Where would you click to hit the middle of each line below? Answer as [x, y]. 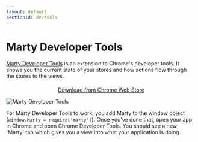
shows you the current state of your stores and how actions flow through [97, 70]
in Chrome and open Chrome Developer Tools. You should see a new [92, 126]
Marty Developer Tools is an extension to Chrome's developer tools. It [93, 64]
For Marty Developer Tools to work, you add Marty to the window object [96, 113]
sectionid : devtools [32, 17]
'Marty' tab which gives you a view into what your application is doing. [94, 132]
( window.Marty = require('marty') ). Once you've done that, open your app [99, 120]
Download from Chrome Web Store [101, 90]
